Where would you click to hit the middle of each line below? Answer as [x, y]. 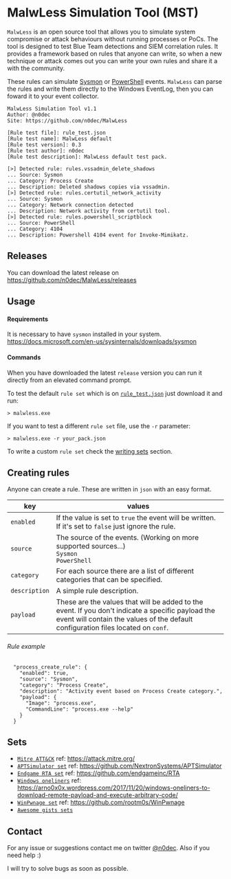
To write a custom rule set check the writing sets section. [90, 451]
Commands [24, 357]
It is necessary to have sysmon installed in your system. [84, 334]
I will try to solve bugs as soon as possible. [68, 869]
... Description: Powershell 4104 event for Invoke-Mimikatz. [98, 235]
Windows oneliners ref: [49, 781]
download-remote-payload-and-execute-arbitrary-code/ [98, 795]
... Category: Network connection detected [70, 205]
